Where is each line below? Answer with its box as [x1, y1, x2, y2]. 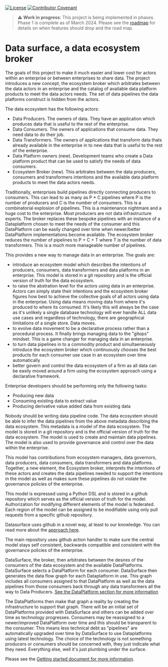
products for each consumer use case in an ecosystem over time [12, 351, 146, 357]
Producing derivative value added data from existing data [12, 403, 131, 409]
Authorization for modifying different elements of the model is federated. [5, 501, 155, 507]
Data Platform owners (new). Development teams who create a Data [12, 152, 153, 158]
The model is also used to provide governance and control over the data [5, 439, 154, 445]
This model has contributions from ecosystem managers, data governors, [5, 454, 156, 460]
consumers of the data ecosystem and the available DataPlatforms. [5, 562, 143, 568]
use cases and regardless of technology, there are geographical [12, 314, 144, 320]
